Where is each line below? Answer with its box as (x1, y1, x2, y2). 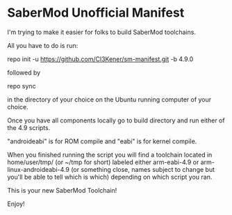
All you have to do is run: (7, 41, 78, 49)
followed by (7, 68, 41, 77)
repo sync (7, 81, 36, 90)
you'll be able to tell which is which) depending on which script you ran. (7, 173, 213, 181)
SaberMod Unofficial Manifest (7, 5, 185, 21)
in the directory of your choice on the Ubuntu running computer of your (7, 95, 212, 104)
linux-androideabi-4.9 (7, 165, 69, 173)
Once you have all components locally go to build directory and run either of (7, 116, 225, 125)
